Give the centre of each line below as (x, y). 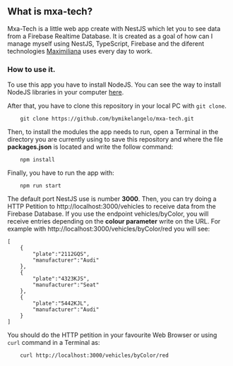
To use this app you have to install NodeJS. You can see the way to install (114, 85)
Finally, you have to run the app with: (61, 173)
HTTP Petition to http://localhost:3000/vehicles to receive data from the (112, 207)
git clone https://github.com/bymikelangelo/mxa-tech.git (107, 119)
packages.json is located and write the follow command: (90, 147)
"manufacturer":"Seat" (66, 285)
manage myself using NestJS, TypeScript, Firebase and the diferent (106, 43)
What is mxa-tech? (50, 12)
